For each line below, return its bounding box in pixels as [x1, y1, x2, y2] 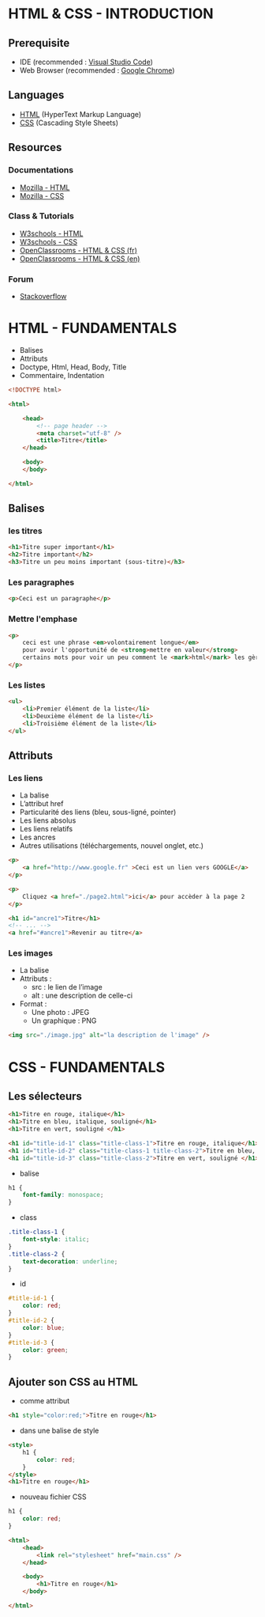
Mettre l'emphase [8, 614, 77, 625]
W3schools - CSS [19, 237, 77, 246]
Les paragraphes [8, 577, 75, 588]
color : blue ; [22, 1324, 65, 1331]
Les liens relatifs [19, 824, 73, 834]
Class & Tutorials [8, 210, 75, 222]
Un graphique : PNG [31, 1016, 97, 1025]
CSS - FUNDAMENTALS [8, 1058, 166, 1076]
